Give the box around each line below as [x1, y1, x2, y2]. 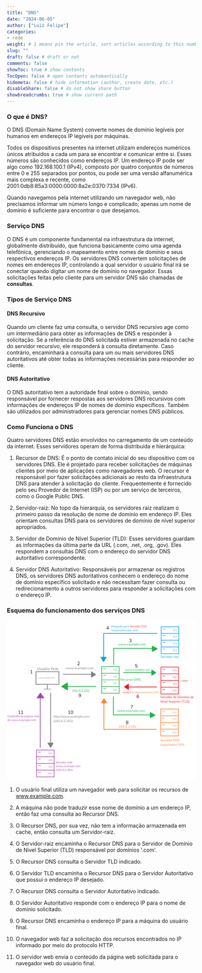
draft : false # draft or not [7, 54, 80, 60]
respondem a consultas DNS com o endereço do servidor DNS [15, 548, 171, 555]
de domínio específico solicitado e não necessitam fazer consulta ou [15, 579, 185, 586]
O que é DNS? [7, 112, 48, 121]
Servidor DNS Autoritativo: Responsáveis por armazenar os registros [15, 566, 185, 573]
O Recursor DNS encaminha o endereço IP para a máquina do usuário [15, 917, 188, 924]
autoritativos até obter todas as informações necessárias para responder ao [7, 355, 194, 363]
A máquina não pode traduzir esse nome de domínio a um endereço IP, [15, 804, 191, 811]
